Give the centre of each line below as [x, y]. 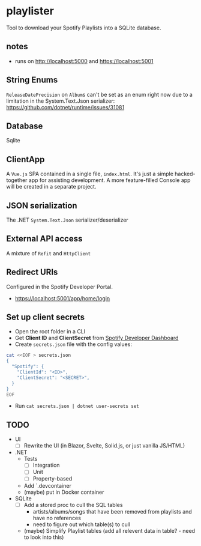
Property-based [52, 479]
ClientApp [25, 159]
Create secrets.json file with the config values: [73, 344]
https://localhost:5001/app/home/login [62, 298]
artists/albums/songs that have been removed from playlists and [112, 511]
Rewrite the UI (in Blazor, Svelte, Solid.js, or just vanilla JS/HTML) [104, 446]
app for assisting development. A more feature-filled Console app [109, 180]
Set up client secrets [46, 317]
